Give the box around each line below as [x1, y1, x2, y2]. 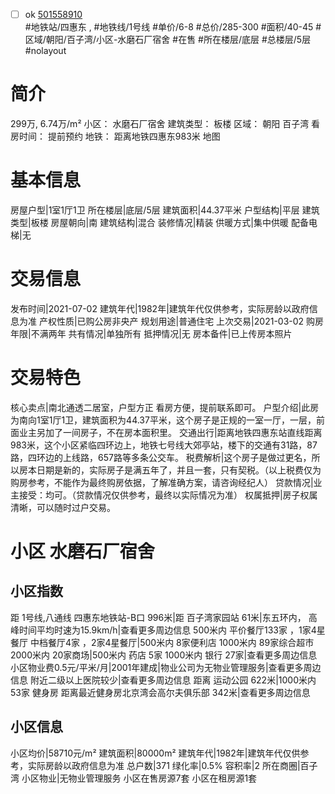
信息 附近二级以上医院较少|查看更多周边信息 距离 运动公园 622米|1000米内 [10, 674, 317, 686]
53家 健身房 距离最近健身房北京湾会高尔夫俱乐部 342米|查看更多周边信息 [10, 686, 311, 698]
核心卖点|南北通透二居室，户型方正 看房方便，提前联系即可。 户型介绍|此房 [10, 401, 320, 413]
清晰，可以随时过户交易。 [10, 501, 116, 513]
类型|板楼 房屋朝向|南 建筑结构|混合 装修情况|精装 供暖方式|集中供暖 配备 [10, 216, 309, 228]
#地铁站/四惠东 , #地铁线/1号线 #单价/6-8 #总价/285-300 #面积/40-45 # [24, 21, 322, 33]
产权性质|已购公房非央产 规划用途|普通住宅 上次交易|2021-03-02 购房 [38, 315, 325, 327]
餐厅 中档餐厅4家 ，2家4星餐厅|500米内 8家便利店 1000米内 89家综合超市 [10, 636, 315, 648]
